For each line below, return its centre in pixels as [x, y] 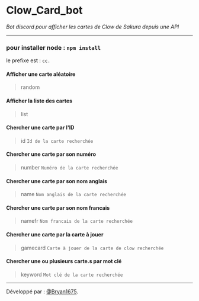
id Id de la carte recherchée [57, 140]
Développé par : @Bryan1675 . [42, 292]
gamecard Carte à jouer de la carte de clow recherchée [92, 248]
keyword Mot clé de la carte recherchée [72, 274]
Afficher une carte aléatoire [41, 74]
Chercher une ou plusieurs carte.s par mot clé [64, 261]
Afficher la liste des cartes [39, 101]
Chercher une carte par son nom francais [58, 207]
